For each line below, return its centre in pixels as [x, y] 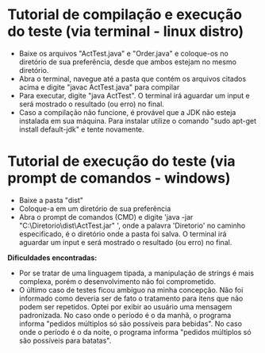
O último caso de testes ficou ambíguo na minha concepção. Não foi [131, 290]
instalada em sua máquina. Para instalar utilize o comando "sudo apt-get [138, 121]
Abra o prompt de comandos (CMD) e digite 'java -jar [106, 217]
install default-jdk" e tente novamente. [81, 129]
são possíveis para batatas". [65, 340]
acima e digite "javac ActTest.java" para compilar [99, 87]
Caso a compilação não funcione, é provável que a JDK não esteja [127, 112]
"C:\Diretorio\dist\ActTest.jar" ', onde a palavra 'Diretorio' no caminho [132, 225]
